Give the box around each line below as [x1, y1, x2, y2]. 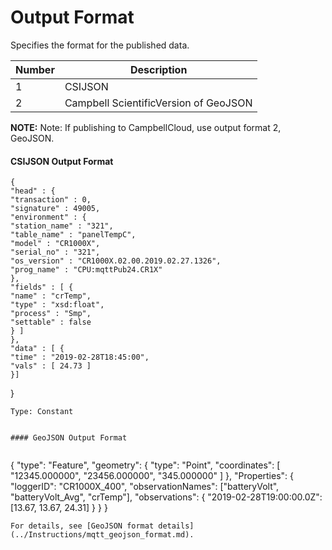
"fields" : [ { [10, 282, 74, 293]
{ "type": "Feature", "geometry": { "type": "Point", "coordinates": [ [10, 459, 281, 471]
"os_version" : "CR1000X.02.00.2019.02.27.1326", [10, 256, 222, 266]
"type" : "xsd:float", [10, 300, 105, 310]
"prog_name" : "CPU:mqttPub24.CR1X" [10, 265, 163, 275]
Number [15, 62, 55, 76]
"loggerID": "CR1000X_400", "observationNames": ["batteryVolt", [10, 481, 280, 493]
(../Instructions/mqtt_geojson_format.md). [10, 530, 195, 540]
